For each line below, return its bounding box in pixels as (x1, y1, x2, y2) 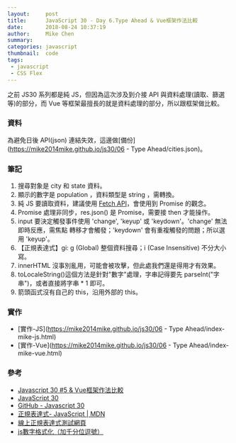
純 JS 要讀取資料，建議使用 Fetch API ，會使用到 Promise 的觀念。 (17, 199, 210, 208)
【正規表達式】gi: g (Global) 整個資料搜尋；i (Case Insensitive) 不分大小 (17, 244, 227, 252)
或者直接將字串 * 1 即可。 (35, 279, 108, 288)
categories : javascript (7, 43, 78, 50)
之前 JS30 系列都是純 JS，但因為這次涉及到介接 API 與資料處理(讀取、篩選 (7, 90, 225, 99)
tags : (7, 57, 23, 64)
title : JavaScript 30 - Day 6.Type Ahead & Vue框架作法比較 (7, 17, 198, 24)
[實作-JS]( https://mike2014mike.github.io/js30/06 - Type (17, 325, 184, 333)
